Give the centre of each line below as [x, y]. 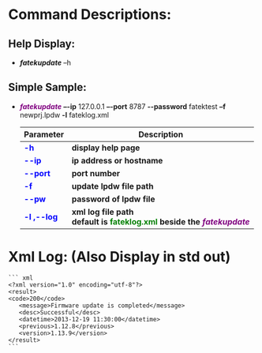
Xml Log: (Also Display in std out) [120, 257]
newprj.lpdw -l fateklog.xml [64, 115]
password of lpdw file [113, 199]
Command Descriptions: [90, 15]
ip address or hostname [117, 160]
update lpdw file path [112, 186]
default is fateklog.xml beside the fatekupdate [161, 221]
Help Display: [42, 44]
